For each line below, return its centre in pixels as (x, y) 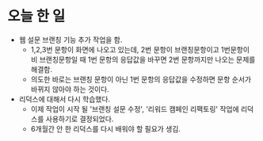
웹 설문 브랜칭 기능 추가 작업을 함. (71, 40)
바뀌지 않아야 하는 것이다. (70, 89)
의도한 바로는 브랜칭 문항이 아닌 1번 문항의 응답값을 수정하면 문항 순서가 (141, 79)
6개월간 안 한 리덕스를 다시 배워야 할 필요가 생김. (106, 128)
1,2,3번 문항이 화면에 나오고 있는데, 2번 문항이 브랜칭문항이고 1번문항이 (140, 49)
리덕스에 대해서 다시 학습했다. (65, 99)
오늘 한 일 (36, 16)
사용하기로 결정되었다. (80, 119)
